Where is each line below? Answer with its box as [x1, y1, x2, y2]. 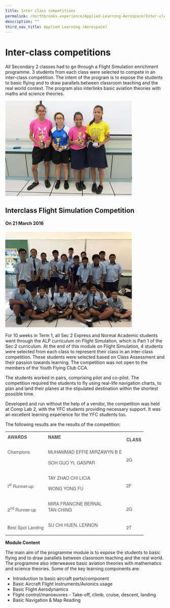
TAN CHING [48, 506, 72, 513]
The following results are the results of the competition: [5, 421, 121, 427]
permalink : [5, 13, 28, 19]
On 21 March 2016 [5, 220, 44, 226]
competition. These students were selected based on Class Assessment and [5, 354, 165, 360]
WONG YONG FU [48, 485, 83, 492]
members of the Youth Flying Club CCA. [5, 364, 89, 371]
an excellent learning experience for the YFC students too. [5, 411, 127, 417]
